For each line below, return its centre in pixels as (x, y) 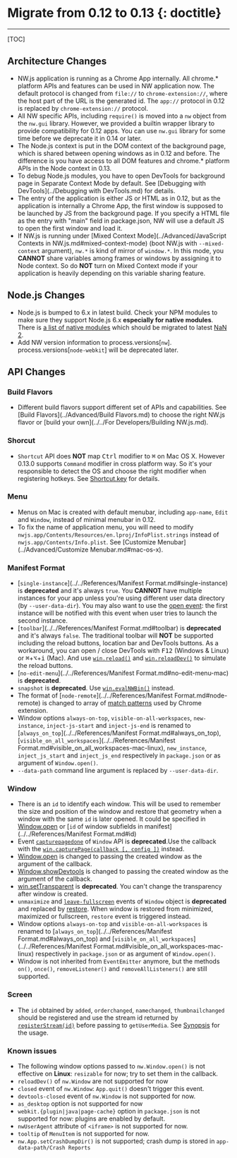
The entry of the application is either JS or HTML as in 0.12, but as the (119, 198)
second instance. (43, 621)
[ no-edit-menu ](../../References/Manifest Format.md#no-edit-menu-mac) (123, 673)
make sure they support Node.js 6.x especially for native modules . (115, 319)
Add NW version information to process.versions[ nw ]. (95, 342)
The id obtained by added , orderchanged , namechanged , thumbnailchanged (121, 1010)
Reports (79, 1148)
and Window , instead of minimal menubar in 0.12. (86, 519)
